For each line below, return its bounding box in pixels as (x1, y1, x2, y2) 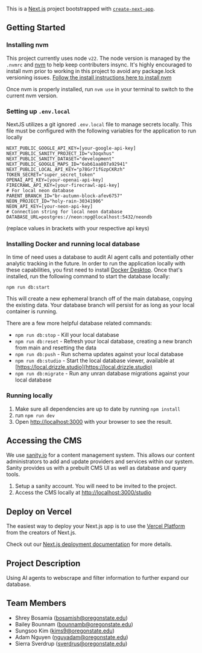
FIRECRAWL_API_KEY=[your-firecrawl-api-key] (6, 182, 120, 188)
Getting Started (6, 22, 66, 33)
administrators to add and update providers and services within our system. (6, 458, 194, 465)
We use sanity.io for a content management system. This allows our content (6, 452, 195, 459)
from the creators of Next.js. (6, 529, 77, 536)
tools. (6, 471, 21, 478)
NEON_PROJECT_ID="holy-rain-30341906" (6, 198, 104, 204)
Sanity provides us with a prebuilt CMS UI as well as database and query (6, 464, 187, 472)
